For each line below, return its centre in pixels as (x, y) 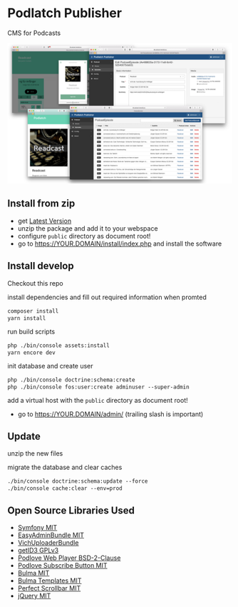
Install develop (41, 266)
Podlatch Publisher (65, 13)
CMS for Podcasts (34, 33)
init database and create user (51, 366)
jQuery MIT (34, 596)
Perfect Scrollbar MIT (49, 588)
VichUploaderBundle (48, 543)
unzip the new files (35, 453)
